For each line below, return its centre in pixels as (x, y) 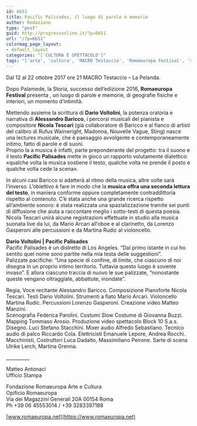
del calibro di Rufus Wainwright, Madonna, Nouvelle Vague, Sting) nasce (94, 131)
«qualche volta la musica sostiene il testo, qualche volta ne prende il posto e (98, 163)
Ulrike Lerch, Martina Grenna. (42, 346)
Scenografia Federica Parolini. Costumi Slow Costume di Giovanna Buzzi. (94, 315)
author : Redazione (28, 22)
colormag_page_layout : (34, 45)
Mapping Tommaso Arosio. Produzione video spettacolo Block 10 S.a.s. (92, 321)
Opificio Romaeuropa (32, 393)
